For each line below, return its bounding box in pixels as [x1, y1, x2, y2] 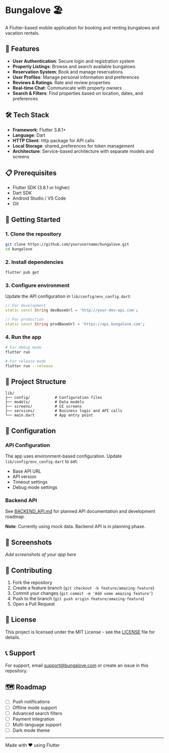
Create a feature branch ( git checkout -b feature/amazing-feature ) [12, 585, 155, 591]
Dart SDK [12, 190, 32, 196]
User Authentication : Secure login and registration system [12, 58, 135, 64]
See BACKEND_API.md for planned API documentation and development [5, 508, 155, 514]
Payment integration [12, 716, 55, 722]
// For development [5, 303, 46, 308]
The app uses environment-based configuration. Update [5, 453, 122, 459]
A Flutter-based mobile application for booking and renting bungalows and [5, 24, 160, 31]
